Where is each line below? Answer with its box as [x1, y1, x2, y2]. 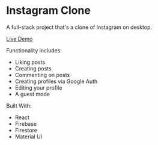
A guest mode [14, 90, 50, 97]
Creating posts [14, 64, 52, 72]
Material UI [14, 133, 43, 140]
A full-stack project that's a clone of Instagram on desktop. [6, 23, 152, 31]
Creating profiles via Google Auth [14, 78, 98, 85]
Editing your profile [14, 84, 62, 91]
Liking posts [14, 58, 46, 66]
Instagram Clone [6, 4, 91, 17]
